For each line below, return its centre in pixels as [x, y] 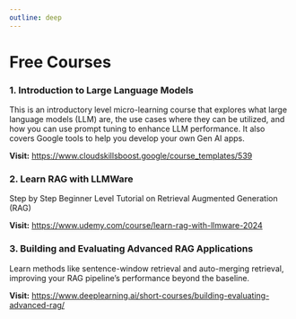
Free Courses [61, 62]
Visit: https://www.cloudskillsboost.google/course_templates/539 [131, 156]
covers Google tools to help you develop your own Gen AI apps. [127, 138]
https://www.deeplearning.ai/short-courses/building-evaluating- [150, 295]
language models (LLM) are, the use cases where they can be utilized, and [147, 120]
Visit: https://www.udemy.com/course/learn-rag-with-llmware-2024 [136, 226]
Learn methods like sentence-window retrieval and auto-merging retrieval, [147, 268]
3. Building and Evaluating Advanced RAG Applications [131, 249]
